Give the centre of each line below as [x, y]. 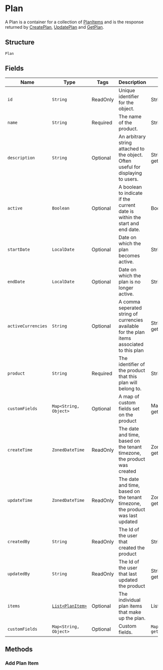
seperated [130, 308]
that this [128, 376]
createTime [20, 450]
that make [130, 612]
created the [132, 548]
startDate [19, 249]
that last [128, 574]
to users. [129, 179]
